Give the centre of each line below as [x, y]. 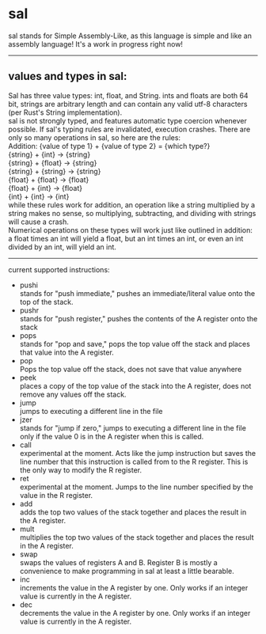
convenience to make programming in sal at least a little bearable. [127, 571]
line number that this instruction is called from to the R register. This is [134, 461]
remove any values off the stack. [73, 394]
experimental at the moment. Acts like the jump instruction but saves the [137, 453]
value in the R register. [56, 495]
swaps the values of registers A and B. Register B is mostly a [118, 562]
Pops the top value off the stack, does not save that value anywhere [131, 369]
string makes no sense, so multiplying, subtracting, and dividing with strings [132, 213]
